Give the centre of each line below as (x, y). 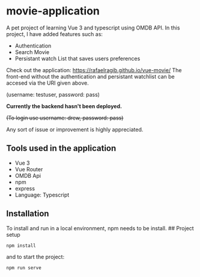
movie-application (53, 11)
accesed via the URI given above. (47, 83)
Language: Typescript (42, 195)
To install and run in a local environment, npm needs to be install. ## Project (100, 228)
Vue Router (29, 169)
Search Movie (32, 52)
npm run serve (24, 268)
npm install (21, 245)
